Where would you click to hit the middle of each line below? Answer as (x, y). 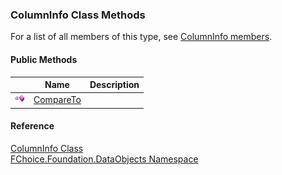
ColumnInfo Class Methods (78, 15)
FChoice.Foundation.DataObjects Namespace (104, 159)
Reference (32, 126)
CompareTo (57, 100)
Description (114, 84)
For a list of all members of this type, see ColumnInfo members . (141, 37)
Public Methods (44, 59)
